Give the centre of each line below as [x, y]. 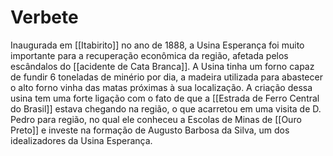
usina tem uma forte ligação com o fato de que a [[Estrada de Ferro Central [165, 98]
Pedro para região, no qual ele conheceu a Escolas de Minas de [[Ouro [156, 119]
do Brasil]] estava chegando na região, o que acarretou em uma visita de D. [166, 108]
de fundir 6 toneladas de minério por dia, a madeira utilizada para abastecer [166, 77]
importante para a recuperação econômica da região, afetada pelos [149, 55]
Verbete [44, 17]
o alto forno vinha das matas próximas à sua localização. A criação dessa [161, 87]
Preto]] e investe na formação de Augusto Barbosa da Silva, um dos [150, 130]
